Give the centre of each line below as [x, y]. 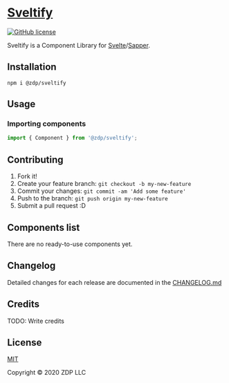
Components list [44, 227]
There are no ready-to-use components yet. [70, 244]
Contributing [35, 159]
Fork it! [27, 176]
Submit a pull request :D [52, 206]
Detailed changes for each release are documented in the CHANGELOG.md [114, 282]
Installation [32, 67]
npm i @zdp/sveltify [37, 83]
